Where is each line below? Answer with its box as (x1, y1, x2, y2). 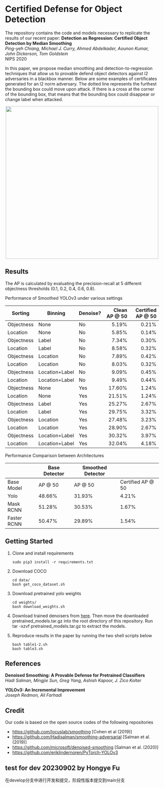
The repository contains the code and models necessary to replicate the (5, 30, 150, 36)
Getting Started (5, 537, 53, 545)
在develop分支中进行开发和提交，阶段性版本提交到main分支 (5, 777, 125, 783)
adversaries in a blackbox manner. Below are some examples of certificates (5, 76, 157, 82)
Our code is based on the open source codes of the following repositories (5, 719, 154, 726)
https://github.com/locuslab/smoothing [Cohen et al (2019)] (12, 729, 132, 735)
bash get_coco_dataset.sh (12, 582, 65, 587)
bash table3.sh (12, 646, 43, 651)
